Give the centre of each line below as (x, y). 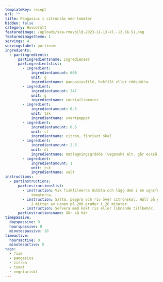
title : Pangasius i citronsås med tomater (49, 18)
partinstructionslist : (41, 186)
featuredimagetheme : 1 (28, 37)
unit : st (40, 132)
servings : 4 (17, 41)
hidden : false (19, 23)
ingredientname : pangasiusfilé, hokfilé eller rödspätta (90, 82)
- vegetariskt (24, 272)
